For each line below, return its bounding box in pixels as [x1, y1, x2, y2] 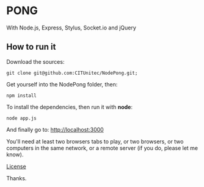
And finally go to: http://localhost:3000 [6, 126, 104, 133]
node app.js [6, 115, 37, 121]
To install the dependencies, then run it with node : [6, 103, 133, 110]
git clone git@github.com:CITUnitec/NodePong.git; [6, 70, 138, 76]
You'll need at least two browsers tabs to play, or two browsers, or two [6, 137, 184, 145]
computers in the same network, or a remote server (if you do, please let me [6, 144, 199, 151]
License [6, 162, 26, 170]
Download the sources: [6, 58, 65, 65]
